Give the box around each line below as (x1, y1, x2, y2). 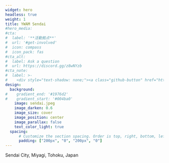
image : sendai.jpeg (14, 101, 55, 106)
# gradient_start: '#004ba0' (5, 96, 73, 101)
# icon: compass (5, 45, 42, 50)
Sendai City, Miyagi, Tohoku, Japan (5, 152, 79, 158)
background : (10, 87, 35, 92)
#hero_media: (5, 26, 33, 31)
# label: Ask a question (5, 59, 59, 64)
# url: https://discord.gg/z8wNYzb (5, 63, 82, 68)
